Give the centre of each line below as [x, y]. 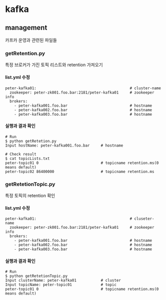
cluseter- [144, 219]
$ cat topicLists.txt [28, 158]
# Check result [21, 154]
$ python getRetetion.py [31, 141]
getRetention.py [25, 53]
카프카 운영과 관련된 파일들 [31, 40]
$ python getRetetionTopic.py [37, 276]
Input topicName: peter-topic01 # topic [61, 285]
